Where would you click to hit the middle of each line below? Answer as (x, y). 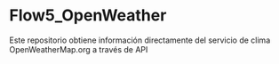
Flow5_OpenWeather (88, 16)
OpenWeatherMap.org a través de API (79, 49)
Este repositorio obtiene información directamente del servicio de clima (140, 40)
